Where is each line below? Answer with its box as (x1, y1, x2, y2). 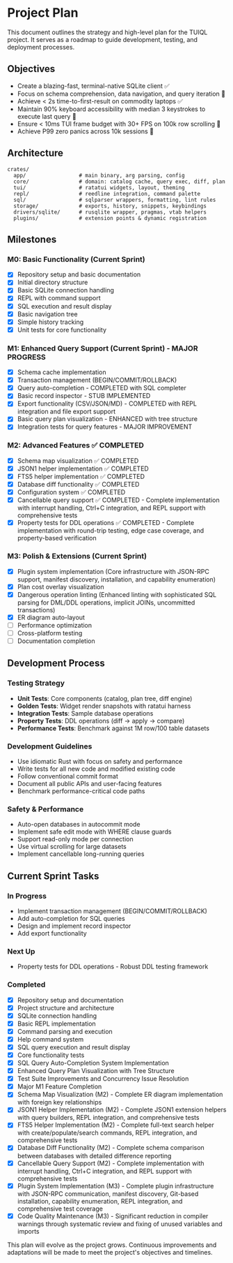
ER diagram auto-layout (17, 613, 86, 621)
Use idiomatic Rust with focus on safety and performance (17, 757, 183, 765)
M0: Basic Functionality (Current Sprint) (7, 254, 145, 264)
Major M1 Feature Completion (17, 1082, 102, 1091)
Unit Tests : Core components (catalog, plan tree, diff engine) (17, 694, 193, 702)
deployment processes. (7, 43, 75, 51)
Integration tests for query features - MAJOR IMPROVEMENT (17, 422, 193, 431)
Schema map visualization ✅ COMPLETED (17, 456, 139, 465)
